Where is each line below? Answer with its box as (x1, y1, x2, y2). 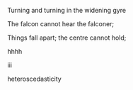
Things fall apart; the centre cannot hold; (7, 33, 127, 42)
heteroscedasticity (7, 74, 62, 83)
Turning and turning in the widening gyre (7, 6, 126, 14)
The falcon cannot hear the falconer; (7, 20, 115, 28)
